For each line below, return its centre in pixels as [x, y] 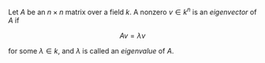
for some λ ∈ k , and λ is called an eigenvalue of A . [91, 50]
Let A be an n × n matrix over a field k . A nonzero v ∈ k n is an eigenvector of [132, 11]
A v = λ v [132, 35]
